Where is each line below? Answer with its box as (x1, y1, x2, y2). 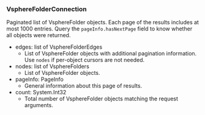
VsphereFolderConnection (6, 5, 87, 13)
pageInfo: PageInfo (15, 75, 64, 83)
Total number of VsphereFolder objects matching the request (24, 95, 179, 102)
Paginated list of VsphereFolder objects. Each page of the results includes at (6, 19, 199, 26)
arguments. (24, 102, 53, 109)
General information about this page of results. (24, 82, 143, 89)
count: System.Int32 (15, 89, 67, 96)
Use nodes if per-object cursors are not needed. (24, 57, 145, 64)
